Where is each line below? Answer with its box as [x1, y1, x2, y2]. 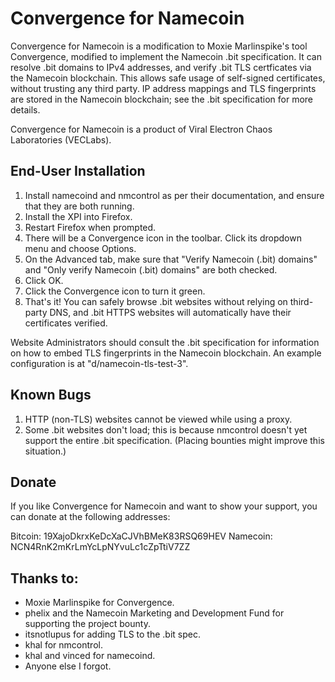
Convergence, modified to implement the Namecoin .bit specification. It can [10, 50, 323, 62]
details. [10, 103, 41, 116]
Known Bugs [10, 387, 92, 404]
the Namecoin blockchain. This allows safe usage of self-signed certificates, [10, 72, 326, 84]
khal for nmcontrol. [24, 639, 103, 651]
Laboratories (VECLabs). [10, 133, 112, 146]
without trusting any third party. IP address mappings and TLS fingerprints [10, 82, 317, 94]
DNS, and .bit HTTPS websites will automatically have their [49, 306, 292, 318]
